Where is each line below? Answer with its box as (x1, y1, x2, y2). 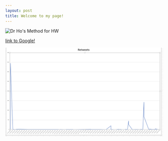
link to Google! (5, 38, 35, 44)
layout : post (5, 8, 33, 13)
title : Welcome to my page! (5, 13, 64, 19)
